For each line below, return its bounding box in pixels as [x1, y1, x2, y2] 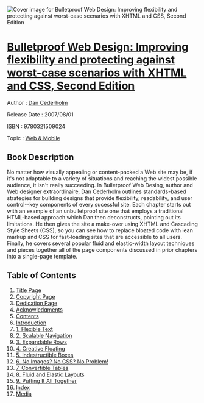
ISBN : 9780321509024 [7, 123, 66, 130]
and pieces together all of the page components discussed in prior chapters [7, 246, 198, 253]
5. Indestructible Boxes [15, 351, 74, 358]
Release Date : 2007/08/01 [7, 110, 74, 118]
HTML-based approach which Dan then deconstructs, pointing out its [7, 213, 181, 221]
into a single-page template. [7, 252, 78, 260]
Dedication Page [15, 299, 58, 307]
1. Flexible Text [15, 325, 54, 332]
